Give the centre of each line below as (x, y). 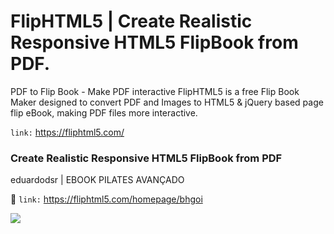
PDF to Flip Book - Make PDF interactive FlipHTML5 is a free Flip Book (155, 91)
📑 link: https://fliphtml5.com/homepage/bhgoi (106, 199)
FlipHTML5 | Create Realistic (131, 21)
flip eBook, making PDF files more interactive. (104, 112)
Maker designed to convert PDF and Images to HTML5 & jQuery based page (167, 102)
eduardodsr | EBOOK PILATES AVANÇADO (97, 180)
